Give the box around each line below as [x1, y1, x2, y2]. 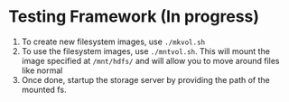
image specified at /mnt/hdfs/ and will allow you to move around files [21, 55, 280, 66]
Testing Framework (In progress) [8, 6, 259, 27]
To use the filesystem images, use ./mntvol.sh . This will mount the [21, 45, 270, 56]
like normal [21, 65, 63, 76]
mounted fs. [21, 84, 67, 95]
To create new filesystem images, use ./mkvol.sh [21, 36, 205, 47]
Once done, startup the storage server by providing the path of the [21, 74, 270, 85]
